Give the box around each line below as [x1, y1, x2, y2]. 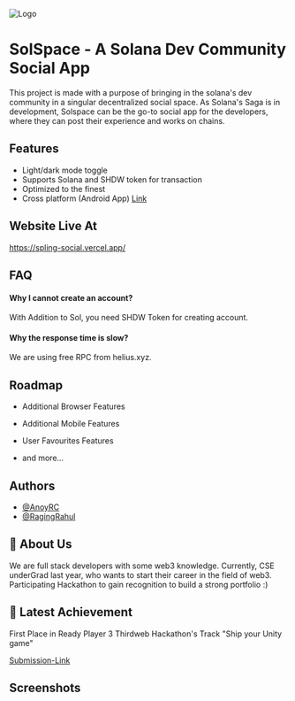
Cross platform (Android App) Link [21, 193, 147, 204]
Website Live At [9, 219, 97, 234]
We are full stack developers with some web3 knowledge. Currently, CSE [9, 560, 276, 571]
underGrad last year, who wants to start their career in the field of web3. [9, 569, 272, 580]
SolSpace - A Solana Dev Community [9, 40, 287, 59]
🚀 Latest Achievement [9, 605, 132, 620]
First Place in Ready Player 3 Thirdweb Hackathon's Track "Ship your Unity [9, 628, 283, 639]
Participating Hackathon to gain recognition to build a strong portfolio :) [9, 579, 269, 589]
